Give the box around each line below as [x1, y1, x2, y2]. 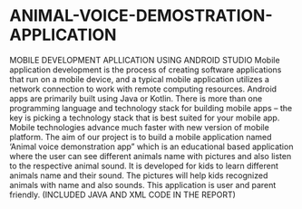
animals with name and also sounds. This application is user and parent [9, 179, 277, 190]
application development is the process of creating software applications [9, 64, 282, 75]
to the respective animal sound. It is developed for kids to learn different [9, 160, 278, 171]
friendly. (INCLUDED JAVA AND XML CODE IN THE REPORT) [9, 189, 236, 200]
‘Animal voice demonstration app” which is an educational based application [9, 141, 294, 152]
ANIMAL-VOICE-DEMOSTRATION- [9, 5, 274, 26]
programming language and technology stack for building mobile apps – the [9, 102, 293, 113]
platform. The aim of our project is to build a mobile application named [9, 131, 272, 142]
